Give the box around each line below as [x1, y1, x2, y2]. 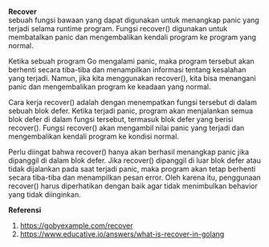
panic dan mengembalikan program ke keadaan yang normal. [8, 82, 211, 91]
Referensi [8, 205, 42, 215]
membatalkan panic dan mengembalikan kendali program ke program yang [8, 32, 257, 42]
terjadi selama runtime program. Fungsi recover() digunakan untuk [8, 24, 228, 33]
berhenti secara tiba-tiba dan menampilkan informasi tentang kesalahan [8, 65, 247, 75]
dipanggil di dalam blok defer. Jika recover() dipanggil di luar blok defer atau [8, 156, 261, 165]
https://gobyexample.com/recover [19, 221, 134, 230]
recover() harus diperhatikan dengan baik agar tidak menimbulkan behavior [8, 181, 259, 191]
